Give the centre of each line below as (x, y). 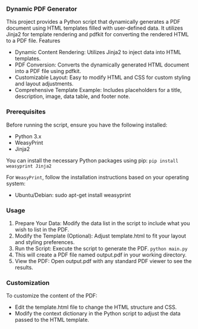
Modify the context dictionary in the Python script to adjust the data (98, 314)
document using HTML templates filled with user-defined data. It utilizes (95, 28)
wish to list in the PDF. (42, 229)
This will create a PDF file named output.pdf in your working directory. (101, 255)
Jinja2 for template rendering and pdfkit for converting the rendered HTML (98, 34)
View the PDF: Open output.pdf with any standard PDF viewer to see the (103, 261)
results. (24, 267)
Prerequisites (26, 112)
